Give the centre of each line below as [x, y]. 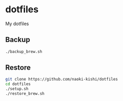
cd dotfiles [18, 84]
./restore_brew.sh [25, 94]
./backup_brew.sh [24, 52]
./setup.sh [17, 89]
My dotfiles [17, 24]
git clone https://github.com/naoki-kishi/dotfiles [61, 79]
